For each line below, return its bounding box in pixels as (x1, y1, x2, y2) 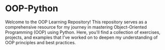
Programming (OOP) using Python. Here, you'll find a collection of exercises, (5, 29, 161, 35)
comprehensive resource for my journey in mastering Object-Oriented (5, 24, 147, 30)
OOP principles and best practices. (5, 39, 76, 45)
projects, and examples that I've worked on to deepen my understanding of (5, 34, 158, 40)
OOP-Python (5, 3, 58, 14)
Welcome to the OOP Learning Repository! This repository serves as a (5, 19, 147, 25)
